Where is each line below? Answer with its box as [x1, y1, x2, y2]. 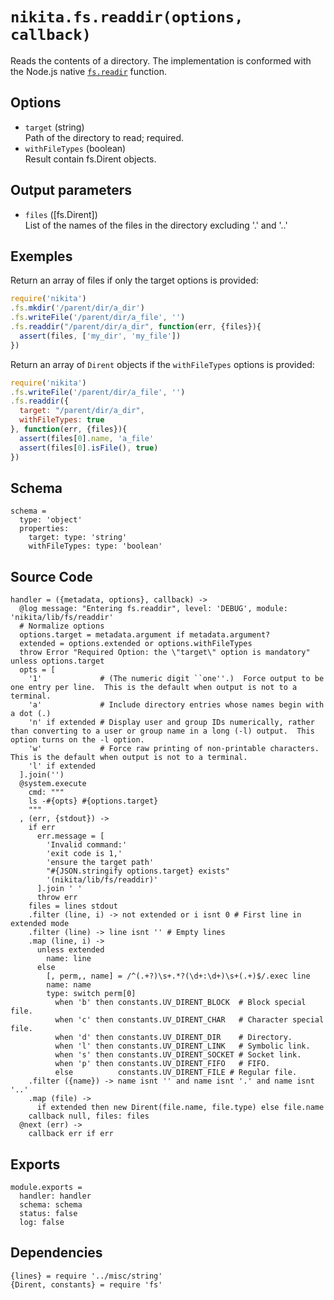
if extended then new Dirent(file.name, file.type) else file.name [36, 1103, 325, 1113]
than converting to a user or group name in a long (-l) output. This [10, 726, 315, 737]
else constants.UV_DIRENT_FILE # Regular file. [54, 1068, 298, 1078]
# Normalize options [19, 621, 105, 632]
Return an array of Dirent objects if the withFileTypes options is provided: [10, 358, 315, 370]
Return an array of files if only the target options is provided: [10, 274, 259, 287]
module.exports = [10, 1182, 83, 1192]
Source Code [10, 568, 93, 585]
